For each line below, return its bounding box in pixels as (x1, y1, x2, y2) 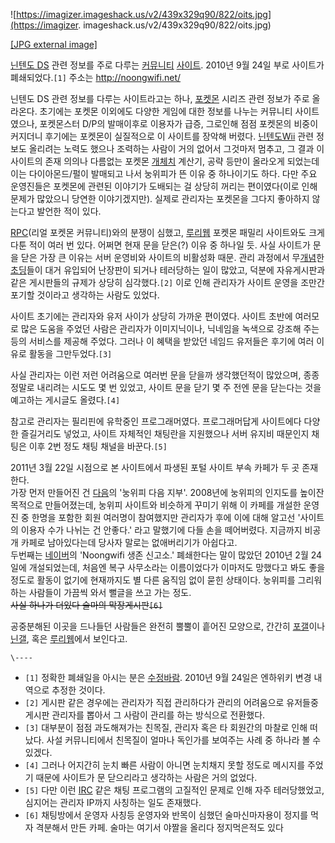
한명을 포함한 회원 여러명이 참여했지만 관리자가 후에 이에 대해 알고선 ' (31, 512, 301, 523)
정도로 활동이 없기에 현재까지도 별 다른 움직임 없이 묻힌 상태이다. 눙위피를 (10, 574, 296, 586)
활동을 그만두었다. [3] (28, 348, 113, 359)
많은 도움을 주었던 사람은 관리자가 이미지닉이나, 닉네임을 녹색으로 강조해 (20, 323, 302, 334)
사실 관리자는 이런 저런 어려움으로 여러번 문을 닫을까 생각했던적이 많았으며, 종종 (10, 369, 320, 381)
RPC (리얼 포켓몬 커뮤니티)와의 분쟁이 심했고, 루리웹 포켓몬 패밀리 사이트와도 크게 (10, 227, 325, 238)
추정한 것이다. (51, 684, 106, 696)
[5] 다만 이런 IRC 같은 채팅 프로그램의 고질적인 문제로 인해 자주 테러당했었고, (24, 784, 325, 796)
